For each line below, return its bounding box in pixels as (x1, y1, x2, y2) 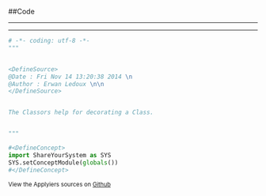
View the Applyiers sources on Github (8, 180, 111, 188)
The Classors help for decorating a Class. (8, 108, 154, 117)
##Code (8, 7, 36, 16)
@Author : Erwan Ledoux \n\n (8, 80, 104, 88)
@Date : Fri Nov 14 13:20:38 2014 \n (8, 73, 133, 81)
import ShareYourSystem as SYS (8, 151, 112, 159)
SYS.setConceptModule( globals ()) (8, 158, 119, 167)
